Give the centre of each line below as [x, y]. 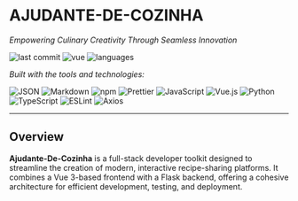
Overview [37, 137]
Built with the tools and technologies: [77, 74]
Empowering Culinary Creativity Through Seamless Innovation [123, 40]
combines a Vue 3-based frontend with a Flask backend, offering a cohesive [149, 177]
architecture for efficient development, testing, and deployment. [126, 186]
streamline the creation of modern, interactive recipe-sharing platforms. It [144, 167]
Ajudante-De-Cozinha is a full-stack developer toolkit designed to [131, 158]
